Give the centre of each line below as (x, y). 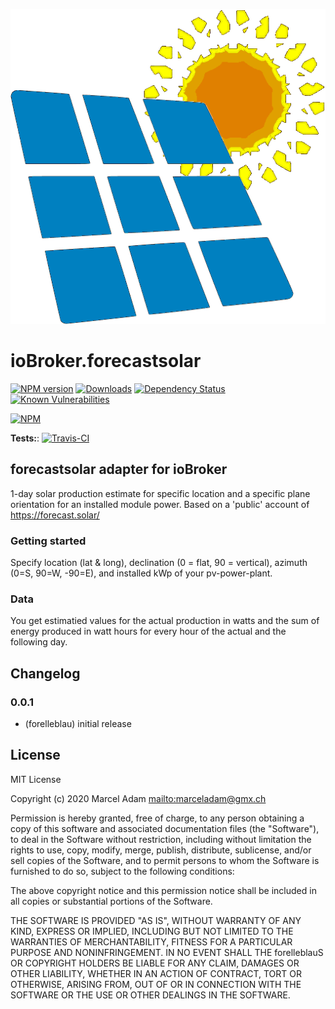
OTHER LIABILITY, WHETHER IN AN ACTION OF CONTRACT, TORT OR (156, 973)
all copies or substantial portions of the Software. (111, 901)
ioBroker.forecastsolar (106, 361)
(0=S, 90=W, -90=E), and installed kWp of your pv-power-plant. (141, 573)
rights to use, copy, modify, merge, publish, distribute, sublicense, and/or (161, 850)
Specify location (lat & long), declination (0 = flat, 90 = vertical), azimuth (159, 563)
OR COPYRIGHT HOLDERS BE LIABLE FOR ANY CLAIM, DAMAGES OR (155, 963)
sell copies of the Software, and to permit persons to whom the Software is (165, 860)
